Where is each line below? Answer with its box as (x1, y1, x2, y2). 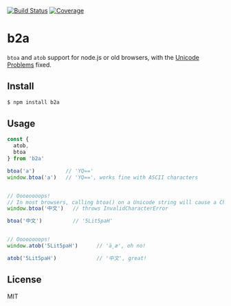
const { (7, 136, 30, 143)
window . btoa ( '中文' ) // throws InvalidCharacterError (7, 205, 168, 212)
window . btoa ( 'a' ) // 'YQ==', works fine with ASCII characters (7, 174, 198, 181)
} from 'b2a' (7, 155, 45, 162)
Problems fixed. (7, 61, 52, 69)
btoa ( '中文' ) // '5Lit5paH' (7, 217, 113, 225)
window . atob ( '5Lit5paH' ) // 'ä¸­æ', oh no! (7, 243, 146, 250)
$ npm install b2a (7, 98, 60, 106)
